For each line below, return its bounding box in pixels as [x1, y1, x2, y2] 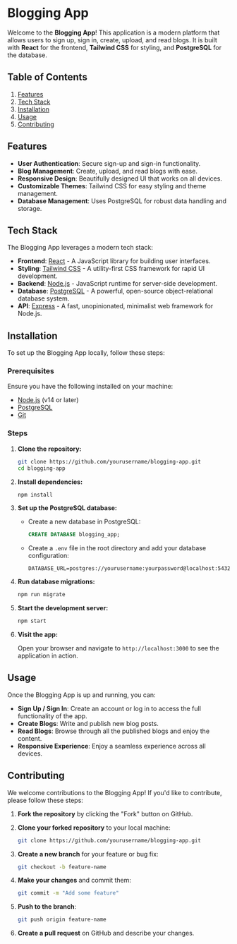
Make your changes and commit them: [17, 876, 132, 885]
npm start [17, 617, 47, 625]
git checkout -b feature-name [17, 863, 107, 871]
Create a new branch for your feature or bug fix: [17, 849, 159, 858]
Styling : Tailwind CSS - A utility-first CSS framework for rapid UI [17, 265, 205, 273]
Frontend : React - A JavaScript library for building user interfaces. [17, 257, 211, 265]
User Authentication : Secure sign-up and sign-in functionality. [17, 159, 201, 167]
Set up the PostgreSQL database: [17, 504, 118, 512]
